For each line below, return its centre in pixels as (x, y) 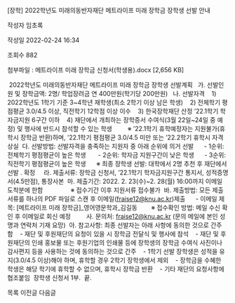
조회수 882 (22, 55)
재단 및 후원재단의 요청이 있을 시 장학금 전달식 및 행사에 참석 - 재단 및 (121, 234)
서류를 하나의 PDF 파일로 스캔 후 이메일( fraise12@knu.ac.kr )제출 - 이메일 (112, 199)
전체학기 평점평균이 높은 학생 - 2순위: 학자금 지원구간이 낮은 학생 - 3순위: (117, 155)
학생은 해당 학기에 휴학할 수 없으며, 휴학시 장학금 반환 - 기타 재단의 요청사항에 (116, 269)
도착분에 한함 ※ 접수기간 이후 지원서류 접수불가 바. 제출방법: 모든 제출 (115, 190)
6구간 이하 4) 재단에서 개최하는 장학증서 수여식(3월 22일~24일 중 (123, 120)
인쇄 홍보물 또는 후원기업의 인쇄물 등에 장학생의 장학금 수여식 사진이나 (127, 243)
